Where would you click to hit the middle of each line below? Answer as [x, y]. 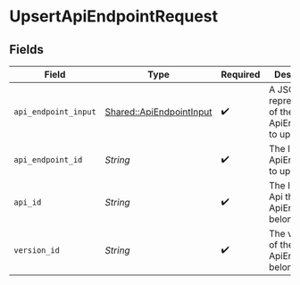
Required [241, 75]
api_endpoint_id [48, 159]
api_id [28, 202]
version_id [37, 251]
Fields [27, 50]
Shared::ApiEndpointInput [158, 112]
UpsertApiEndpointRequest [114, 17]
